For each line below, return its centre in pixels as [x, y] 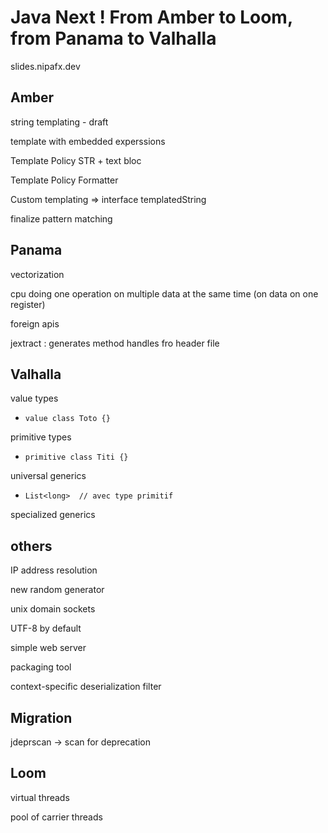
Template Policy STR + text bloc [76, 160]
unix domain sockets [53, 609]
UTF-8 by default [46, 628]
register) [28, 304]
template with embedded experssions [88, 141]
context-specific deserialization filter [86, 687]
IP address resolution [54, 570]
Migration [41, 717]
